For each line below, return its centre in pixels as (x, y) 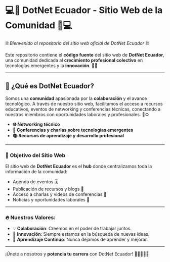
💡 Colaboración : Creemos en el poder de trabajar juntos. (72, 229)
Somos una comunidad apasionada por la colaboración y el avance (76, 98)
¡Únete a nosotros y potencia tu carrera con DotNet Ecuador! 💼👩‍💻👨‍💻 (77, 254)
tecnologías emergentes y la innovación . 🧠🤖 (51, 65)
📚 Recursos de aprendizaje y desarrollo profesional (68, 135)
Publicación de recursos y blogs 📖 (48, 189)
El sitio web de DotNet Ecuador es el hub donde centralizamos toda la (79, 166)
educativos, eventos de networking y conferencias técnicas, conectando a (83, 109)
